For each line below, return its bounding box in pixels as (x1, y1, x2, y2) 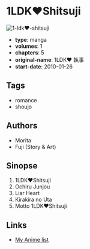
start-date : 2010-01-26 (14, 62, 73, 70)
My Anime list (14, 236, 49, 244)
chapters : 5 (14, 48, 44, 56)
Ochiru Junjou (14, 183, 50, 190)
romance (14, 96, 37, 104)
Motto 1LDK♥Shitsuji (14, 202, 67, 210)
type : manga (14, 36, 47, 43)
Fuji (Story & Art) (14, 143, 56, 150)
